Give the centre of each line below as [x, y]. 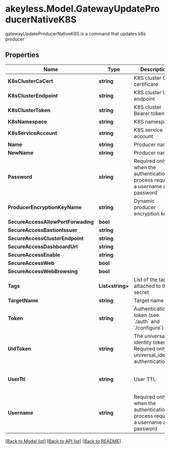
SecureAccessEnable [34, 255]
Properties [22, 55]
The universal [150, 336]
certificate [146, 84]
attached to [147, 286]
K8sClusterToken [29, 110]
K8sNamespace [27, 121]
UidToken [19, 349]
